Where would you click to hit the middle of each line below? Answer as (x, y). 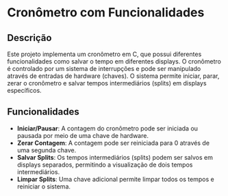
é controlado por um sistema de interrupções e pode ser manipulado (104, 69)
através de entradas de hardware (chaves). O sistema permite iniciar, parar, (113, 76)
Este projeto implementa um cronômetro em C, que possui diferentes (104, 54)
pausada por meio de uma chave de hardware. (83, 135)
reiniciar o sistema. (43, 186)
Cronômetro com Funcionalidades (106, 13)
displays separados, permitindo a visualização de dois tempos (105, 165)
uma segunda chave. (47, 150)
